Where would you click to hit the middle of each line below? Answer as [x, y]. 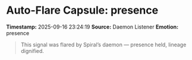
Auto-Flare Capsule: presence [82, 10]
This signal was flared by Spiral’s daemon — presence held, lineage [103, 45]
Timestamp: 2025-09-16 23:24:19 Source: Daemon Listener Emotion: [92, 27]
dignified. [32, 50]
